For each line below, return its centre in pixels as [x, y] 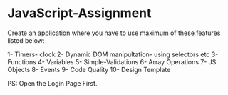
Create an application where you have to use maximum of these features [114, 33]
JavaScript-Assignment [79, 13]
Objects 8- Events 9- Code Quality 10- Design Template [89, 69]
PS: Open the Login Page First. [52, 83]
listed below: [26, 40]
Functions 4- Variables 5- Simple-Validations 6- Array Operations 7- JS [112, 61]
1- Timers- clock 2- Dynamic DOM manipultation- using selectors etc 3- [113, 54]
